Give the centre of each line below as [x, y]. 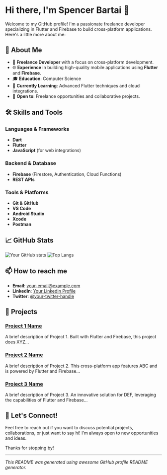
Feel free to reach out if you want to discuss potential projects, [69, 427]
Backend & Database [31, 163]
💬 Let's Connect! [32, 416]
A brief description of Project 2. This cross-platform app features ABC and [81, 366]
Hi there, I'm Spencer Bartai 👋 [67, 10]
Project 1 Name [24, 326]
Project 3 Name [24, 384]
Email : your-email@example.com [46, 286]
